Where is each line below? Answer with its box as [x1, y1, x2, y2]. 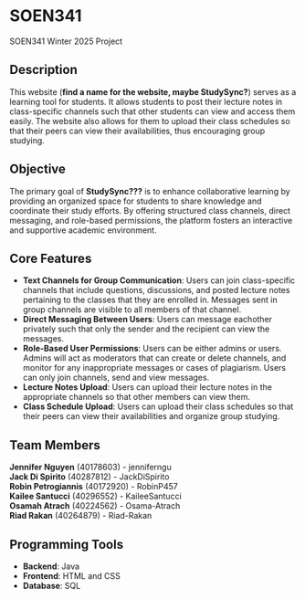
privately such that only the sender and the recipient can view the [22, 323, 270, 334]
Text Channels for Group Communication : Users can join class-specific [22, 275, 296, 286]
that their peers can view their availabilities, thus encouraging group [9, 125, 266, 136]
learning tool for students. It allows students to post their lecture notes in [9, 96, 283, 107]
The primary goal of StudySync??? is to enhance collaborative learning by [9, 185, 290, 196]
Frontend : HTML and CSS [22, 571, 121, 581]
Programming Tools [9, 536, 124, 552]
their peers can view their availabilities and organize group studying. [22, 411, 280, 422]
